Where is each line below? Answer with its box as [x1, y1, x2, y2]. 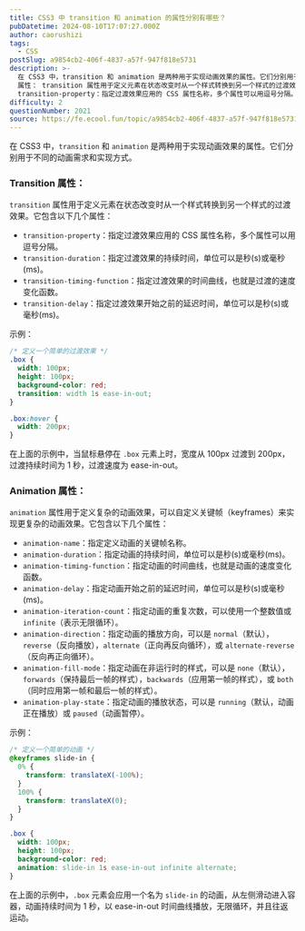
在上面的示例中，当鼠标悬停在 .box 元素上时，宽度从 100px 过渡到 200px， [9, 449, 290, 460]
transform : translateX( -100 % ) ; [25, 771, 144, 780]
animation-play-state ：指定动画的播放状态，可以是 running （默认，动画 [22, 697, 295, 708]
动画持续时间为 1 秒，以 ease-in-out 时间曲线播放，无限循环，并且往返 [25, 900, 289, 911]
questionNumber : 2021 [9, 106, 92, 115]
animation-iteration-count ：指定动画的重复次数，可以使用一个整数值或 [22, 606, 292, 617]
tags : [9, 38, 30, 48]
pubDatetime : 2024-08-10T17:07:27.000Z [9, 22, 161, 31]
